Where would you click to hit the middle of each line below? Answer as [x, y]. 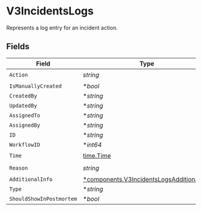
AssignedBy [25, 125]
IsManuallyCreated [35, 86]
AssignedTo [25, 115]
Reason [19, 168]
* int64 [93, 144]
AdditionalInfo [31, 179]
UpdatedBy [23, 106]
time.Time [97, 156]
